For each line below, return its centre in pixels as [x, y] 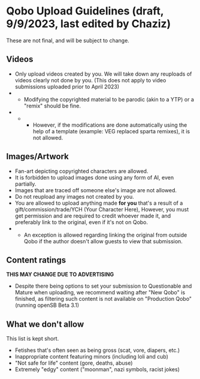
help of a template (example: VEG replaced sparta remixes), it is [111, 131]
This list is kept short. [33, 339]
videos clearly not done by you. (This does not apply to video [90, 80]
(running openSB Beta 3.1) [47, 305]
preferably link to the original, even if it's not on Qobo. [81, 222]
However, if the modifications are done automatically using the [110, 125]
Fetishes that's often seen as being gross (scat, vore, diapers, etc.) [97, 350]
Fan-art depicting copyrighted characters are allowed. [81, 171]
